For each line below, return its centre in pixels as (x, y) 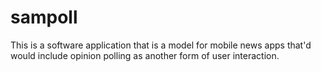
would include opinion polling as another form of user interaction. (145, 55)
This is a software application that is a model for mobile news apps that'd (161, 45)
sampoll (44, 17)
